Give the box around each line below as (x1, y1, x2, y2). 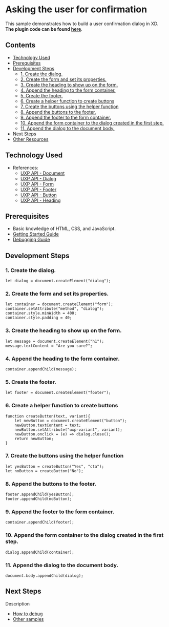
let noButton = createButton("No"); (5, 468, 83, 473)
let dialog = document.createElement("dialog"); (5, 278, 111, 284)
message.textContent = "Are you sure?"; (5, 343, 93, 348)
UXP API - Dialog (20, 175, 56, 181)
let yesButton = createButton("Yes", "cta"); (5, 464, 104, 469)
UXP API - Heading (20, 197, 61, 203)
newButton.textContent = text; (14, 423, 81, 428)
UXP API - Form (20, 181, 54, 187)
